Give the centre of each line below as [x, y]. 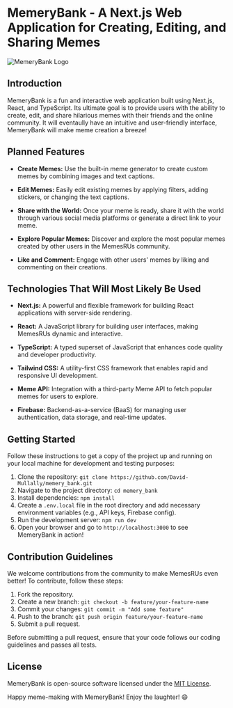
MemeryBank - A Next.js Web [95, 13]
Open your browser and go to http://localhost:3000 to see [103, 528]
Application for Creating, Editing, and [117, 27]
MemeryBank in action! [50, 535]
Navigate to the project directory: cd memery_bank [87, 490]
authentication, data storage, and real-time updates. [92, 417]
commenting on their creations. [62, 267]
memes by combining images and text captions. [86, 176]
